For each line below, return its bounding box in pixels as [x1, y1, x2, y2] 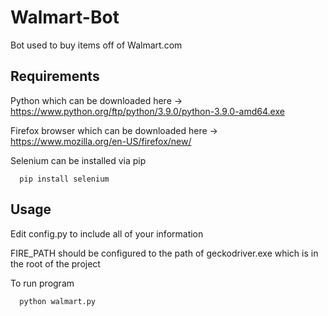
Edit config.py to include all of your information [10, 227, 204, 240]
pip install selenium [19, 174, 110, 184]
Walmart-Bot [10, 6, 120, 29]
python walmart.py [19, 296, 97, 306]
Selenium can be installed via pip [10, 154, 147, 166]
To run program [10, 277, 75, 289]
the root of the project [10, 257, 101, 270]
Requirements [10, 68, 100, 85]
